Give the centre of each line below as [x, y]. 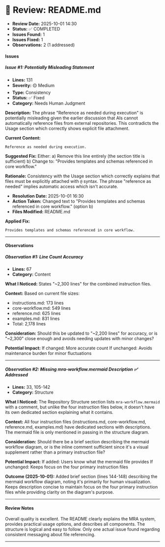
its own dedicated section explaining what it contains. [59, 412]
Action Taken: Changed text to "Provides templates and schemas [79, 201]
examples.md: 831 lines [36, 318]
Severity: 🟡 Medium [33, 85]
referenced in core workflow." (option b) [53, 206]
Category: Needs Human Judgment [49, 103]
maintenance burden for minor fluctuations [48, 353]
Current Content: [23, 138]
